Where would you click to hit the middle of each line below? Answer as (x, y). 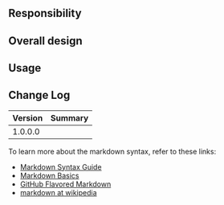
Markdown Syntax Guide (61, 166)
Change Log (39, 95)
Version (28, 117)
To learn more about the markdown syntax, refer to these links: (112, 151)
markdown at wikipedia (59, 192)
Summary (70, 117)
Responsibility (45, 13)
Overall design (45, 41)
